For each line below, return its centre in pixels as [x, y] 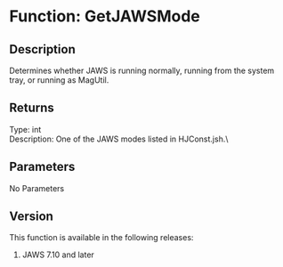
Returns [32, 108]
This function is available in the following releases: [101, 238]
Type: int [25, 129]
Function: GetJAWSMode [105, 16]
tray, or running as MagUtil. [59, 80]
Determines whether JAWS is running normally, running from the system [142, 70]
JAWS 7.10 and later [58, 255]
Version [31, 217]
